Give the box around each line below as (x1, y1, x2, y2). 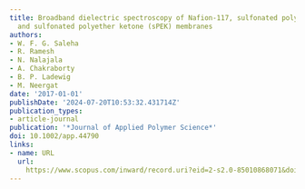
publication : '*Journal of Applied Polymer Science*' (9, 124, 218, 133)
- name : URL (9, 148, 54, 157)
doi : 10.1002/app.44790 (9, 132, 100, 141)
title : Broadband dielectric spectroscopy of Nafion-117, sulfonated (9, 13, 279, 23)
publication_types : (9, 106, 84, 115)
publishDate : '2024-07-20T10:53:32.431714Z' (9, 97, 181, 107)
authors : (9, 30, 43, 39)
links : (9, 140, 34, 149)
